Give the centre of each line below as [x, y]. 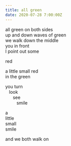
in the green [18, 76]
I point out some [22, 51]
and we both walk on [27, 139]
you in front [17, 46]
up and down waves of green [36, 35]
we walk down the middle [32, 40]
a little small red [22, 71]
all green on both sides [29, 29]
